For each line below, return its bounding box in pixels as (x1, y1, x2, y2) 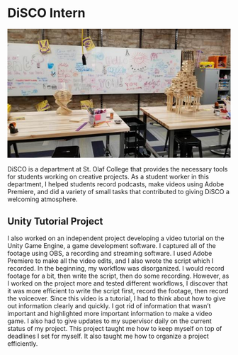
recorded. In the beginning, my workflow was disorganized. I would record (7, 264, 225, 273)
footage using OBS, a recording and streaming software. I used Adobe (7, 249, 212, 258)
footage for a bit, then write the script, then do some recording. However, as (7, 271, 229, 281)
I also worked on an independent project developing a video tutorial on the (7, 234, 225, 242)
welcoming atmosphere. (7, 195, 78, 203)
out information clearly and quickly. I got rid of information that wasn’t (7, 302, 211, 310)
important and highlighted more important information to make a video (7, 310, 212, 318)
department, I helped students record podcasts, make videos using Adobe (7, 179, 225, 188)
